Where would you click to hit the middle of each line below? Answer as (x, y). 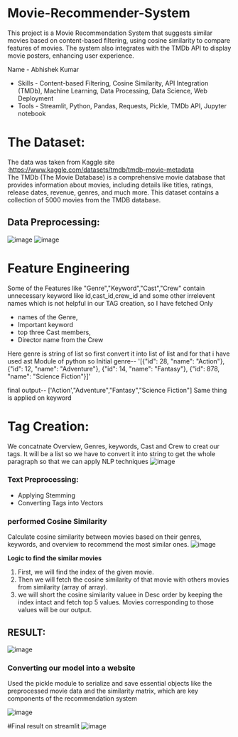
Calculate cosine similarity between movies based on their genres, (105, 537)
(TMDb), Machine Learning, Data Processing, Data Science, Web (113, 91)
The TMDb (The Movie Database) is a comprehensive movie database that (117, 177)
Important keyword (45, 324)
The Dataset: (46, 142)
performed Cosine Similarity (58, 521)
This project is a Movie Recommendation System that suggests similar (110, 33)
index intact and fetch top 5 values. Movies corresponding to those (116, 602)
